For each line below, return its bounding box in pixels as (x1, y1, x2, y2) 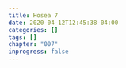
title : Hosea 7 (8, 11, 59, 20)
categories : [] (8, 26, 59, 34)
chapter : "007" (8, 41, 59, 48)
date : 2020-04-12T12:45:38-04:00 (8, 19, 119, 27)
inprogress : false (8, 48, 69, 55)
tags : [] (8, 33, 37, 41)
